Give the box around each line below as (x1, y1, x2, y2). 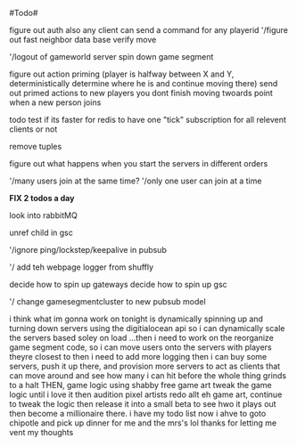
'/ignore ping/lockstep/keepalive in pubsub (9, 245, 167, 255)
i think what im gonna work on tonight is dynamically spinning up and (9, 313, 263, 324)
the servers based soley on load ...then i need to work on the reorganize (9, 333, 274, 343)
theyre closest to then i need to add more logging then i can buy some (9, 352, 268, 361)
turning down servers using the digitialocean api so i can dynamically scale (9, 323, 285, 333)
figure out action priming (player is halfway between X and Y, (9, 69, 235, 79)
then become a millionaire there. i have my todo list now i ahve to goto (9, 409, 267, 418)
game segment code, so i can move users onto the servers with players (9, 342, 272, 353)
